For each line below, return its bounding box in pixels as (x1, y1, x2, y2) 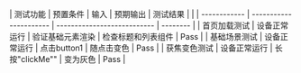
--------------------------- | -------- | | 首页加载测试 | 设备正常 (56, 20, 288, 31)
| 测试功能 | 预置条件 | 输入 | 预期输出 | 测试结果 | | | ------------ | (9, 9, 251, 19)
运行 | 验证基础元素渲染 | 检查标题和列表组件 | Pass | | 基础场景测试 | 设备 (9, 32, 281, 41)
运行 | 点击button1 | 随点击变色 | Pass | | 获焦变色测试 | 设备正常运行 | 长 (16, 42, 284, 53)
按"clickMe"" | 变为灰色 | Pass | (9, 54, 126, 64)
